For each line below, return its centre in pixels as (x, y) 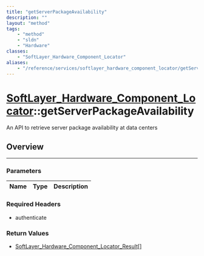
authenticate (31, 217)
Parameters (24, 171)
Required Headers (33, 205)
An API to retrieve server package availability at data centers (82, 128)
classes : (17, 51)
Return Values (28, 233)
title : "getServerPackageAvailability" (57, 12)
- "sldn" (28, 40)
